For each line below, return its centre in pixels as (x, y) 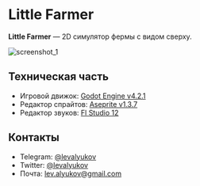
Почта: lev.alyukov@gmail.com (70, 173)
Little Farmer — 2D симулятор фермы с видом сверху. (100, 36)
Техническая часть (59, 77)
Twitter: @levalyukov (54, 165)
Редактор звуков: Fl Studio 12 (69, 112)
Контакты (34, 137)
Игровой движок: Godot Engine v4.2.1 (83, 96)
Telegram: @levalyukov (58, 157)
